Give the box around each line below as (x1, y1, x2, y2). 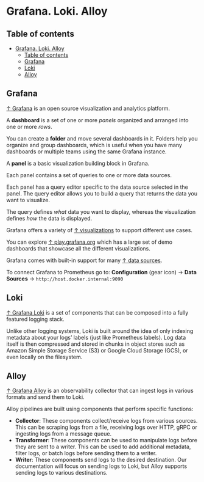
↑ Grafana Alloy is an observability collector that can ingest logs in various (6, 387, 194, 395)
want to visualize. (6, 196, 51, 203)
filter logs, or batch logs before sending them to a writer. (15, 450, 157, 457)
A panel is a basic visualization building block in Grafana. (6, 159, 150, 167)
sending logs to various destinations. (15, 469, 108, 477)
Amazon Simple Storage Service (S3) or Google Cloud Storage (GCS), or (6, 346, 188, 354)
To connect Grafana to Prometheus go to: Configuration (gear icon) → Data (6, 268, 197, 276)
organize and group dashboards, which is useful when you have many (6, 141, 183, 148)
